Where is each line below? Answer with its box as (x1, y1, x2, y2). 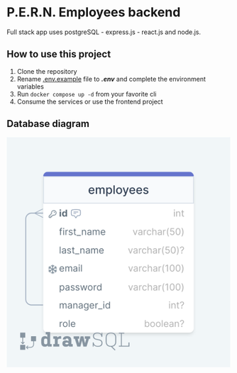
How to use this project (6, 48, 111, 60)
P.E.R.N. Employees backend (6, 4, 181, 21)
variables (16, 82, 44, 91)
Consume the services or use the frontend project (16, 97, 164, 106)
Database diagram (6, 118, 90, 130)
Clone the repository (16, 67, 77, 75)
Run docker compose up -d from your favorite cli (16, 89, 157, 98)
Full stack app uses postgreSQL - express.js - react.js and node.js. (6, 28, 202, 36)
